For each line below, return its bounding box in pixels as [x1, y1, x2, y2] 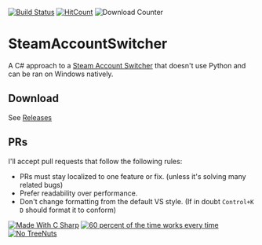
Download [8, 92, 59, 105]
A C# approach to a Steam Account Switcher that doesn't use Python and [8, 60, 246, 70]
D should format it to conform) [19, 205, 116, 214]
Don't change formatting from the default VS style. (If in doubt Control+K [19, 196, 254, 206]
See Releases [8, 112, 53, 122]
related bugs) [19, 180, 64, 189]
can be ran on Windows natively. [8, 69, 114, 79]
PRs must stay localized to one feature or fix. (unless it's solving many [19, 171, 246, 181]
